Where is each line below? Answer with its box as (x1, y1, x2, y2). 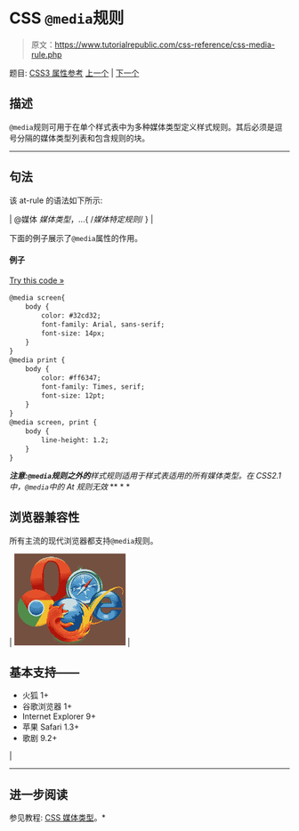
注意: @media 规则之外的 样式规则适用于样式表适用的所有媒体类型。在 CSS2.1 (9, 470, 282, 480)
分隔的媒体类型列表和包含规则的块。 (16, 133, 149, 143)
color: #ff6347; (41, 373, 101, 383)
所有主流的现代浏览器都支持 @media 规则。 (9, 535, 158, 545)
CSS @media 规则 (9, 8, 125, 28)
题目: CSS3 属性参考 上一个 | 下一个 (9, 68, 140, 78)
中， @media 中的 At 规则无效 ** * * (9, 481, 131, 492)
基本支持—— (9, 665, 80, 680)
